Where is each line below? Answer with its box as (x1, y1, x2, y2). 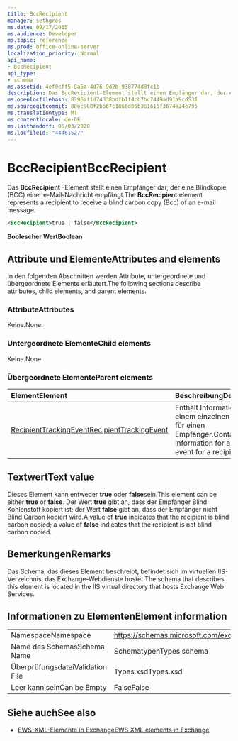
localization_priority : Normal (7, 50, 100, 57)
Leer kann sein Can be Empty (11, 683, 107, 693)
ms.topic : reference (7, 37, 69, 44)
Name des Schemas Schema (11, 642, 105, 652)
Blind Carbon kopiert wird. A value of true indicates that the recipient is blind (7, 512, 229, 521)
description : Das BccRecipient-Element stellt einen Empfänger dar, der (7, 89, 227, 97)
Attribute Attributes (7, 304, 74, 314)
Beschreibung (174, 390, 224, 400)
